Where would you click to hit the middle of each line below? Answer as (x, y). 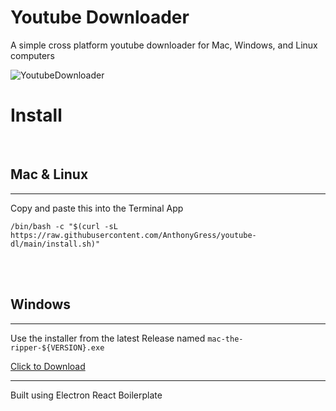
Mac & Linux (49, 174)
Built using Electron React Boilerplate (86, 395)
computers (32, 55)
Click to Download (48, 366)
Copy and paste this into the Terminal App (97, 208)
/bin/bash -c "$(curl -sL (64, 226)
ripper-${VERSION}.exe (57, 347)
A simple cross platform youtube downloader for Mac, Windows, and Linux (164, 45)
